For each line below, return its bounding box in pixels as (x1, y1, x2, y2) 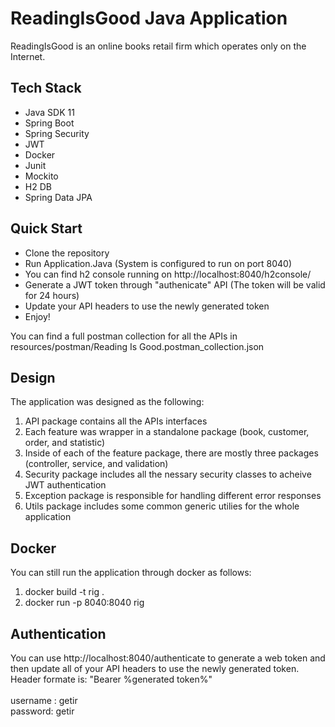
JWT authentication (24, 479, 107, 491)
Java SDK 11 (24, 106, 75, 118)
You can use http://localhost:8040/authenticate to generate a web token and (10, 652, 326, 664)
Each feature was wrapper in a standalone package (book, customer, (24, 426, 310, 438)
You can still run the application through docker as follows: (10, 567, 252, 579)
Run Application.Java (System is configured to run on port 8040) (24, 257, 293, 269)
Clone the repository (24, 247, 110, 259)
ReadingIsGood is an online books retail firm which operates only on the (10, 40, 307, 52)
